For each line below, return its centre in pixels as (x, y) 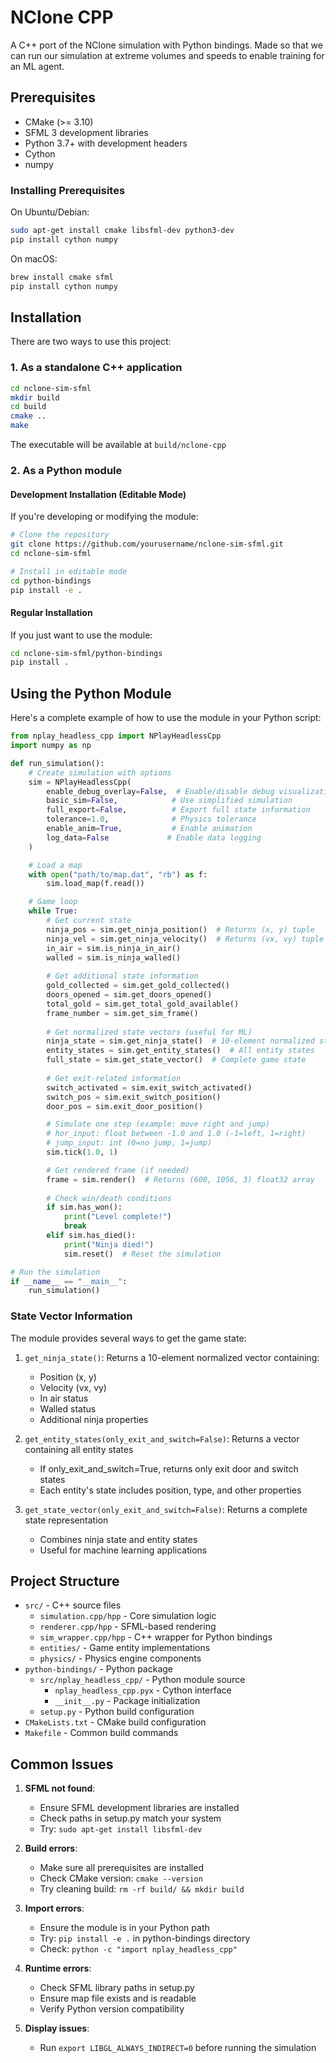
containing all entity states (79, 1449)
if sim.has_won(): (84, 1207)
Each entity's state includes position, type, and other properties (170, 1490)
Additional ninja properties (94, 1419)
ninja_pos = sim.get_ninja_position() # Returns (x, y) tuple (180, 929)
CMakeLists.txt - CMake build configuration (115, 1722)
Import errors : (54, 1908)
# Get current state (89, 921)
